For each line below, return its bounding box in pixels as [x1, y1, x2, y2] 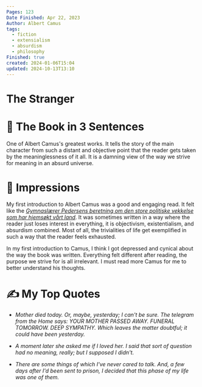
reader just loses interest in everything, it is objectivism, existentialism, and [6, 220, 194, 227]
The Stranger [6, 92, 75, 105]
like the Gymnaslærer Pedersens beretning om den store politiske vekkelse [6, 207, 194, 215]
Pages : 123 [6, 9, 34, 15]
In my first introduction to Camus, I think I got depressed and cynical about [6, 245, 193, 252]
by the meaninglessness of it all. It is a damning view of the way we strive [6, 153, 190, 160]
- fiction [12, 32, 37, 38]
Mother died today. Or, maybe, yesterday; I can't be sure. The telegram [15, 311, 194, 319]
